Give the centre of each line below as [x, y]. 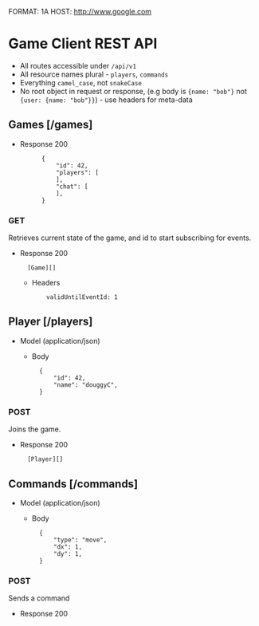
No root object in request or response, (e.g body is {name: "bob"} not [133, 91]
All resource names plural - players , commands [94, 74]
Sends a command [39, 598]
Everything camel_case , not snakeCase [80, 82]
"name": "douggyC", [85, 385]
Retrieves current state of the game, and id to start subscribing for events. [130, 238]
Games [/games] [51, 125]
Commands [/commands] [73, 484]
